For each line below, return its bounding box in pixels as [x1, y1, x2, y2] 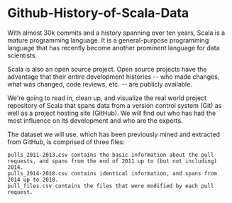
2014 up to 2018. [7, 176, 59, 183]
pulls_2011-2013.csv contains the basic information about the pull [7, 151, 214, 158]
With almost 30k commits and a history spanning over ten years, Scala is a [7, 28, 226, 37]
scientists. [7, 51, 38, 60]
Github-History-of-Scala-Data [7, 5, 189, 21]
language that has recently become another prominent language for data [7, 43, 220, 52]
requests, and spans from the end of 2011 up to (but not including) [7, 158, 218, 165]
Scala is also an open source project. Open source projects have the [7, 65, 207, 73]
